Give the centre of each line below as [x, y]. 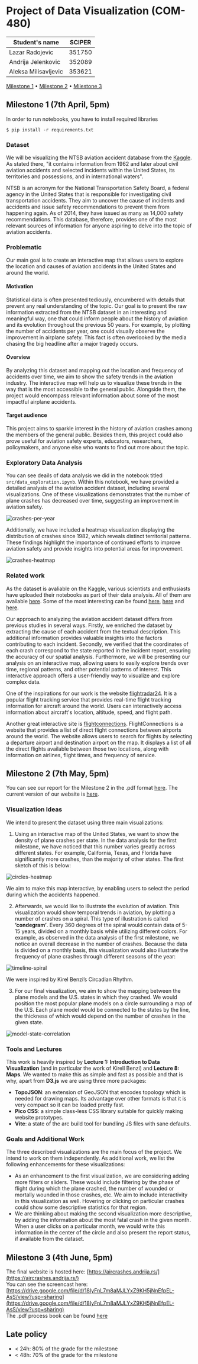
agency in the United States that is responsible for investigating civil [89, 194]
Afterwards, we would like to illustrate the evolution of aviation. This [97, 906]
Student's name [36, 42]
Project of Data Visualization [78, 11]
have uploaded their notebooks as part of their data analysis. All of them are [99, 595]
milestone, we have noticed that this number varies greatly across [95, 846]
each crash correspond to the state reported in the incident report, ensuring [98, 650]
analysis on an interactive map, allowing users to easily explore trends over [98, 663]
